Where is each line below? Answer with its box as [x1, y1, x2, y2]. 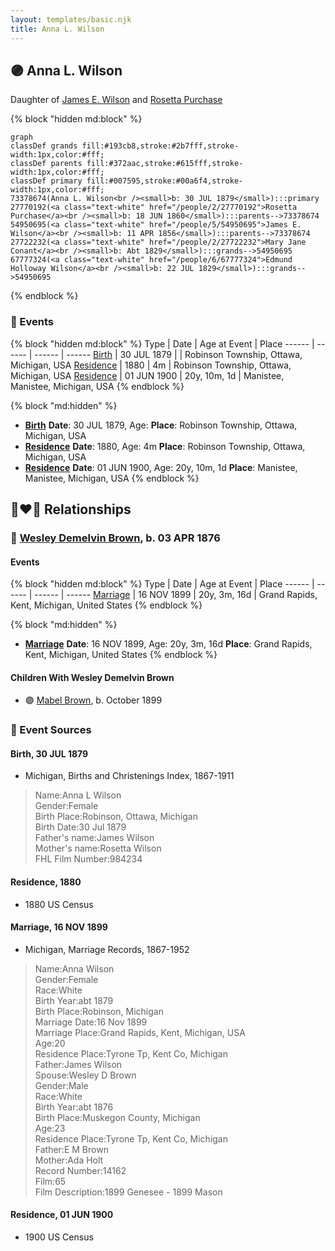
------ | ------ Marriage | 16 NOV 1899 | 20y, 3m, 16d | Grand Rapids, [34, 589, 318, 601]
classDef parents [10, 159, 83, 169]
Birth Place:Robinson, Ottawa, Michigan [34, 811, 198, 823]
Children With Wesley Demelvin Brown [10, 671, 175, 683]
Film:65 [34, 1175, 67, 1187]
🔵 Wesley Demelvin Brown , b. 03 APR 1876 [10, 531, 221, 545]
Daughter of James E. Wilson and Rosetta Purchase [10, 94, 223, 106]
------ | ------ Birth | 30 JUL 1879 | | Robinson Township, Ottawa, [34, 348, 303, 360]
